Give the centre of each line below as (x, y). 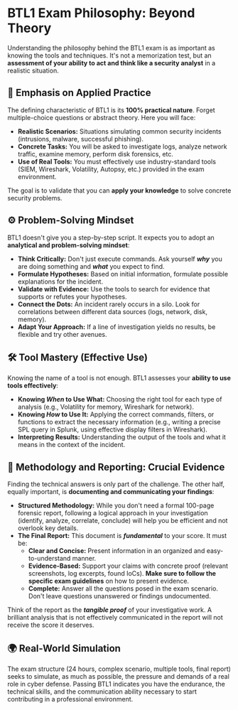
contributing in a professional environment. (70, 699)
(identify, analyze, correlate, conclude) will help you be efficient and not (123, 521)
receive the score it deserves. (51, 625)
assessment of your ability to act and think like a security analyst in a (112, 63)
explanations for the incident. (60, 281)
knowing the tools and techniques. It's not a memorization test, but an (109, 55)
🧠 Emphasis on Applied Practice (79, 93)
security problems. (35, 198)
